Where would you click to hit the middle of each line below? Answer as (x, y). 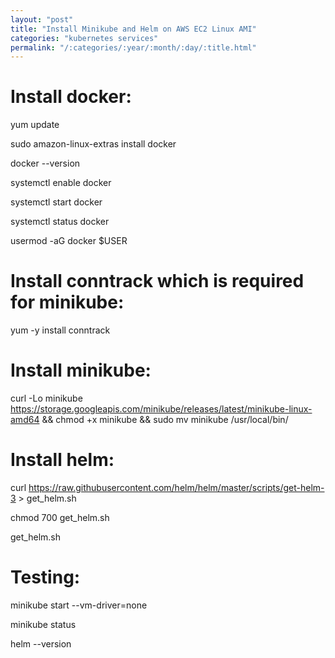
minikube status (43, 624)
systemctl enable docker (61, 183)
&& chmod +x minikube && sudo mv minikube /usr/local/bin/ (165, 420)
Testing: (45, 577)
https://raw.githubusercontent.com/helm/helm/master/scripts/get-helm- (176, 487)
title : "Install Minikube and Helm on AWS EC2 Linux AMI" (133, 29)
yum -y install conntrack (60, 330)
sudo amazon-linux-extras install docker (93, 144)
